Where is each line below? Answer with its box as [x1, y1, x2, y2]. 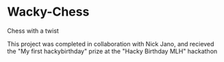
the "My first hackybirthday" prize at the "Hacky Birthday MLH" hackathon [7, 47, 218, 55]
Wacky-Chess [7, 4, 90, 20]
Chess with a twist [7, 27, 60, 35]
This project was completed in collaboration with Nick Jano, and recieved [7, 40, 214, 48]
